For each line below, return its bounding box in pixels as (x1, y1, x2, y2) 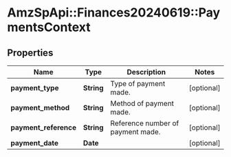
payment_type (10, 83, 59, 92)
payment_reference (10, 123, 77, 132)
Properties (7, 47, 54, 59)
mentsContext (7, 19, 91, 35)
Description (126, 67, 166, 76)
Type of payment (110, 79, 166, 88)
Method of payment (110, 98, 174, 108)
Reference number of (110, 118, 179, 128)
